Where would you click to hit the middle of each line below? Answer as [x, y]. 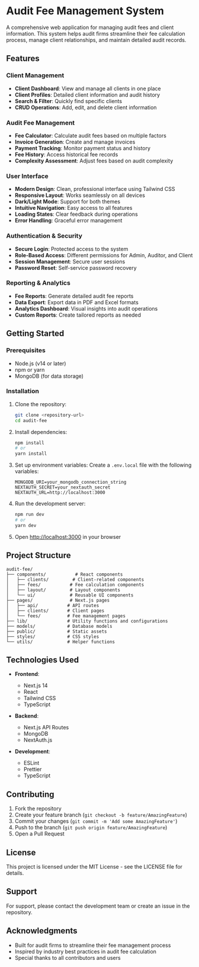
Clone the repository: [41, 404]
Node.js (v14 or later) [40, 363]
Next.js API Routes [46, 727]
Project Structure [38, 556]
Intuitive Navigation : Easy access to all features [73, 208]
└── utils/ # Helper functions [61, 642]
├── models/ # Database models [59, 626]
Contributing [30, 794]
